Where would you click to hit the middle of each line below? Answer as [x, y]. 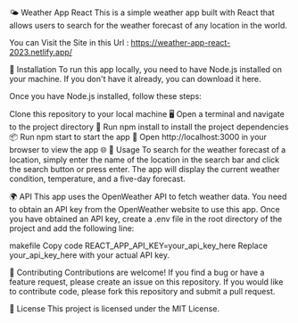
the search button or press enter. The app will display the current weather [145, 169]
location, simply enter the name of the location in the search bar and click [145, 160]
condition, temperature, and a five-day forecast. [97, 178]
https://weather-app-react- [181, 42]
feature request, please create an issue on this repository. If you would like [146, 282]
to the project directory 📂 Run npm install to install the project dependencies [149, 127]
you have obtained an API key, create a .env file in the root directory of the [146, 219]
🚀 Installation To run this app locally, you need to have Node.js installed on [146, 69]
